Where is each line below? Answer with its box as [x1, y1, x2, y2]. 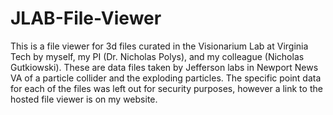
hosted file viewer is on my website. [10, 93, 158, 105]
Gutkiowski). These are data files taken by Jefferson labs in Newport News [10, 61, 319, 73]
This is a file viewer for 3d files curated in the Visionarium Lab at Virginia [10, 40, 309, 52]
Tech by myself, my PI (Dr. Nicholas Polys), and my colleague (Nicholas [10, 50, 305, 62]
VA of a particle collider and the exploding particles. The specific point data [10, 72, 322, 84]
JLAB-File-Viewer [10, 7, 162, 30]
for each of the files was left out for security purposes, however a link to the [10, 82, 323, 94]
